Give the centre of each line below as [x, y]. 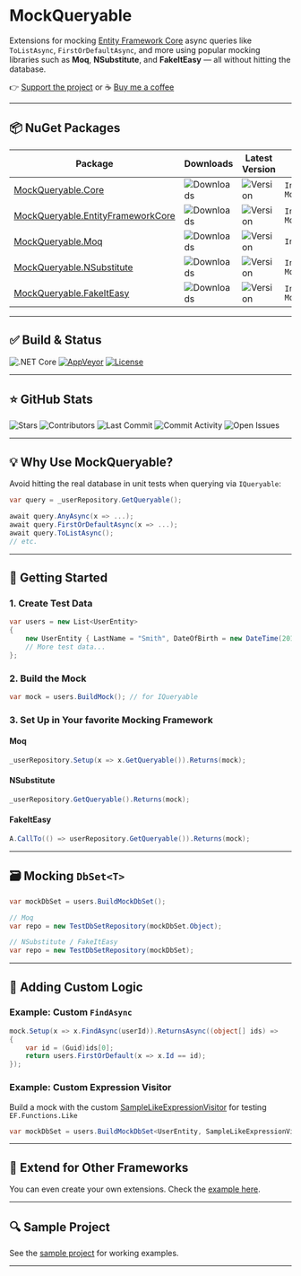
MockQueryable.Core [59, 189]
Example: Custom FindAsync [71, 1012]
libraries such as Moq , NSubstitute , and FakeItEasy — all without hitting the [150, 59]
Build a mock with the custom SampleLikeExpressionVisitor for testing [138, 1107]
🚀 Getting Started [59, 577]
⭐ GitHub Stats [51, 399]
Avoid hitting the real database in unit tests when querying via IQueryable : [146, 484]
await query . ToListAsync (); [62, 533]
